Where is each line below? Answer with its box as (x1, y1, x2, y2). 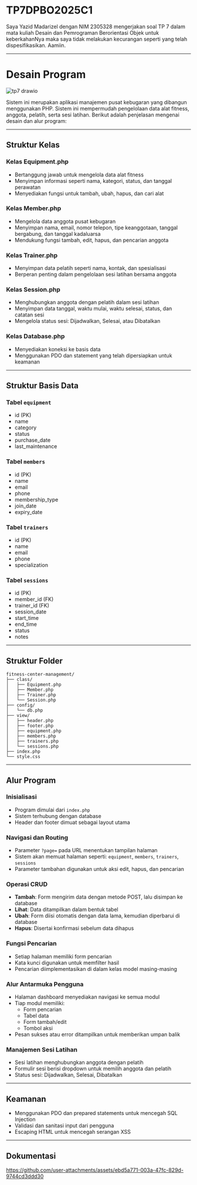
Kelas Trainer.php (6, 251, 58, 259)
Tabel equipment (6, 398, 52, 406)
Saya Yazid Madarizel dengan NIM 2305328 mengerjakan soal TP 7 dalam (6, 23, 186, 30)
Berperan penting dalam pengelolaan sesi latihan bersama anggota (14, 271, 177, 278)
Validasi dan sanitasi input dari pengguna (14, 1122, 114, 1129)
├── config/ (6, 702, 35, 709)
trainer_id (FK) (14, 602, 50, 609)
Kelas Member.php (6, 204, 62, 212)
